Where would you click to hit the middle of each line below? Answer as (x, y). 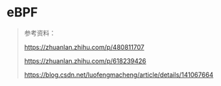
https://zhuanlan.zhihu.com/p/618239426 (85, 60)
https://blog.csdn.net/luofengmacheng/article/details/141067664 (119, 75)
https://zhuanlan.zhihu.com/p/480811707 (84, 47)
